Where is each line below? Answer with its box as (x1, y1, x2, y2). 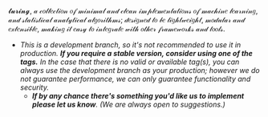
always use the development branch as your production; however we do (19, 66, 260, 75)
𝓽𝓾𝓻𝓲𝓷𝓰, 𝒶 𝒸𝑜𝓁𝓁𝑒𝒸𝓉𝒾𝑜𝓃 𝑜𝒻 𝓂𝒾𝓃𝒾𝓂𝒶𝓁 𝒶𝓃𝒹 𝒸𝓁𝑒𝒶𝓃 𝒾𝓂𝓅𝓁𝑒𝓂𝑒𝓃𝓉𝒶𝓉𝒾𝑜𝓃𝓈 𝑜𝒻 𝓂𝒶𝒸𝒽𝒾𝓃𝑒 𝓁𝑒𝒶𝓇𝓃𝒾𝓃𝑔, (8, 6, 258, 15)
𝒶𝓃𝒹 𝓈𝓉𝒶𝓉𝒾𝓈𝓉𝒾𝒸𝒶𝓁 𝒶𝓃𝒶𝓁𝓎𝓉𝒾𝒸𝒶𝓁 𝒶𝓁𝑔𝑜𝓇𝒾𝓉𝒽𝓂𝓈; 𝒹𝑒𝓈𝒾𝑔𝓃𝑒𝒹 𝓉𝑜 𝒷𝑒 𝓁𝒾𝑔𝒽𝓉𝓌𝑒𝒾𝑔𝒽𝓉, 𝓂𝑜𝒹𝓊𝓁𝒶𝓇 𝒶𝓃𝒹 (8, 15, 246, 24)
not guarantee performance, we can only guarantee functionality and (19, 75, 251, 83)
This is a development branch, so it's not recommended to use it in (19, 40, 242, 50)
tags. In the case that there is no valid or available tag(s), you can (19, 57, 240, 67)
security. (19, 83, 50, 92)
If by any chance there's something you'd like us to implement (31, 91, 245, 100)
